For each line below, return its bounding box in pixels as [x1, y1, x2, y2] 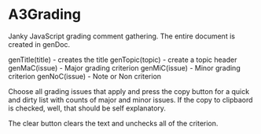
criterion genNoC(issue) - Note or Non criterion [8, 71, 162, 81]
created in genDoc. [8, 39, 71, 49]
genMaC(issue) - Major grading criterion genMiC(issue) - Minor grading [8, 63, 241, 72]
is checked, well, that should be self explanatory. [8, 103, 167, 113]
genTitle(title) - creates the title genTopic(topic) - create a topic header [8, 55, 237, 64]
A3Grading [8, 5, 81, 24]
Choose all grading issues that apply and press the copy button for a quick [8, 86, 250, 96]
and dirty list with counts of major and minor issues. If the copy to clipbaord [8, 95, 253, 104]
